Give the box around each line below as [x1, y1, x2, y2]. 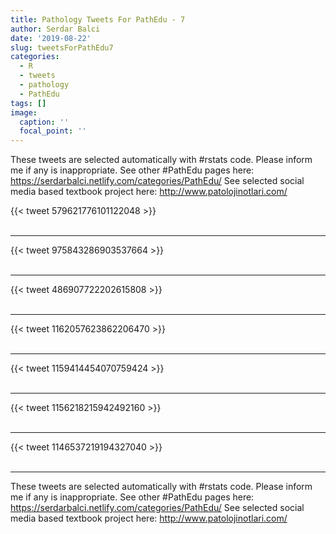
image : [10, 107, 38, 118]
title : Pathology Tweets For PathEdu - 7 [10, 14, 186, 25]
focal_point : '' [19, 126, 87, 136]
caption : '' [19, 117, 70, 127]
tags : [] [10, 98, 47, 108]
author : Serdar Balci [10, 24, 101, 34]
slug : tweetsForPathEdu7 [10, 42, 114, 53]
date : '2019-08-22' [10, 33, 92, 43]
